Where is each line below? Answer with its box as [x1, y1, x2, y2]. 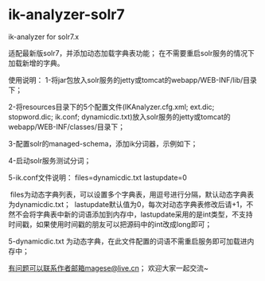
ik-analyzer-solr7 [8, 6, 125, 24]
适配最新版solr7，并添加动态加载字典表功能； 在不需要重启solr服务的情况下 [8, 48, 255, 57]
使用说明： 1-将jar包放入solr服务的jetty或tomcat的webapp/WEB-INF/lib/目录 [8, 75, 257, 84]
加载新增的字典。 [8, 58, 64, 68]
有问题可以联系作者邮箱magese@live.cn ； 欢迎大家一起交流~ [8, 263, 208, 272]
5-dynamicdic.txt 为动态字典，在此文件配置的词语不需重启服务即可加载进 [8, 236, 248, 246]
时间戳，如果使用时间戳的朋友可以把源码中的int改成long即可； [8, 219, 212, 228]
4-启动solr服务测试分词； [8, 155, 92, 165]
